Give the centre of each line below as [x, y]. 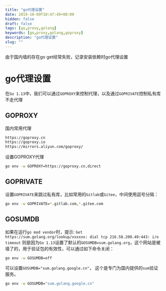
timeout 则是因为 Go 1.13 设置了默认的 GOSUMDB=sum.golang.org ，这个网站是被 [83, 242]
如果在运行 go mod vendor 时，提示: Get [44, 232]
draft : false [19, 24]
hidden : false [20, 19]
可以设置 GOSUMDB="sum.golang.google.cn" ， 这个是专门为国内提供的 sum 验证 [82, 268]
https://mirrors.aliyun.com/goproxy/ [44, 147]
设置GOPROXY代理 [25, 157]
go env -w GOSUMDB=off [29, 258]
